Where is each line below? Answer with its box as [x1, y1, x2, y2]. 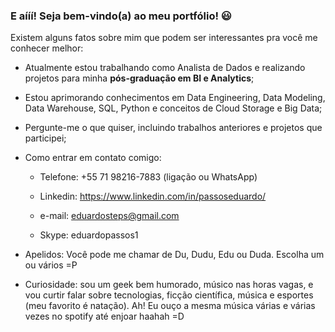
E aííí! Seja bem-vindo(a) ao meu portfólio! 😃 [10, 9, 232, 23]
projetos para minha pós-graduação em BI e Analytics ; [24, 72, 255, 84]
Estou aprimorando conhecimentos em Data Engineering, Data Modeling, [24, 92, 326, 104]
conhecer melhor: [10, 42, 84, 54]
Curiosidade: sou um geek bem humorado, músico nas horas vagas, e [24, 279, 314, 291]
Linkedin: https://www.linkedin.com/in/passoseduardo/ [39, 190, 267, 203]
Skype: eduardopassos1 [39, 229, 139, 241]
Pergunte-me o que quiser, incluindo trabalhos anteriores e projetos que [24, 122, 323, 134]
